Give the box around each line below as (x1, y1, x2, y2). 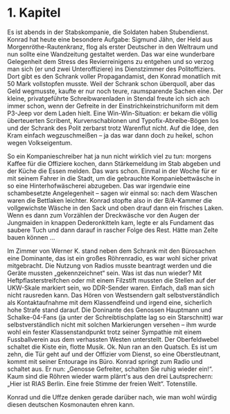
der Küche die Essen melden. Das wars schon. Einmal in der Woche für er (7, 167, 218, 175)
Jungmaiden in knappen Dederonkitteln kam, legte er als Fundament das (7, 218, 215, 226)
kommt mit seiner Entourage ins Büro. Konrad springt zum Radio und (7, 357, 203, 365)
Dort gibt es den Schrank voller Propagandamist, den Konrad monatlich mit (7, 72, 221, 81)
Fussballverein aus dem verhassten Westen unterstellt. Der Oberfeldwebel (7, 335, 220, 343)
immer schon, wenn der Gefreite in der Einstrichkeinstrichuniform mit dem (7, 101, 219, 110)
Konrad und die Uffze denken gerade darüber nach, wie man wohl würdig (7, 392, 217, 401)
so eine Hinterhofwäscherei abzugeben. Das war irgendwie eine (7, 181, 191, 190)
